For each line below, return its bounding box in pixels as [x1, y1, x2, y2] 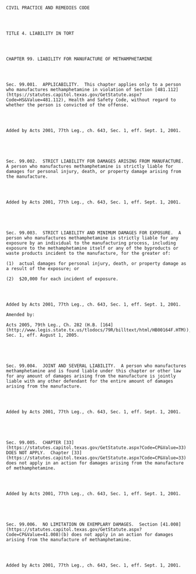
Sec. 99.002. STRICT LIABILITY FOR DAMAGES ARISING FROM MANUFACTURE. [6, 158, 184, 164]
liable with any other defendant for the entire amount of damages [6, 378, 174, 384]
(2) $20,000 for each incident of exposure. [6, 276, 118, 282]
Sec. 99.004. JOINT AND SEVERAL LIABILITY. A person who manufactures [6, 363, 187, 369]
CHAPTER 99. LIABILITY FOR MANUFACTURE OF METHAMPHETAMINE [6, 56, 153, 62]
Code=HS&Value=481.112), [6, 97, 66, 103]
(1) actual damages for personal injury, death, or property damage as [6, 261, 187, 267]
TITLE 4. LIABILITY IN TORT [6, 30, 75, 36]
